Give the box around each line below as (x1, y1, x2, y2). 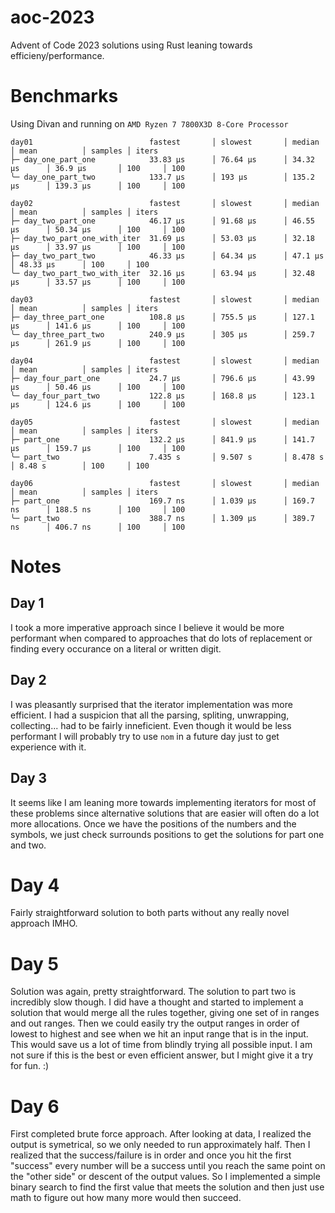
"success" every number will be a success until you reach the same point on (10, 1160, 326, 1172)
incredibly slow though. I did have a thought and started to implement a (10, 996, 304, 1008)
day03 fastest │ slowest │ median (10, 294, 320, 305)
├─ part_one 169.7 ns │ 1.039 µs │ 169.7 (10, 496, 315, 506)
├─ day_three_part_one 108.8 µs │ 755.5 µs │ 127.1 (10, 312, 315, 322)
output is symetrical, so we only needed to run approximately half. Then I (10, 1139, 311, 1151)
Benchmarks (10, 85, 119, 108)
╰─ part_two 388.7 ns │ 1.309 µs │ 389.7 (10, 513, 315, 523)
